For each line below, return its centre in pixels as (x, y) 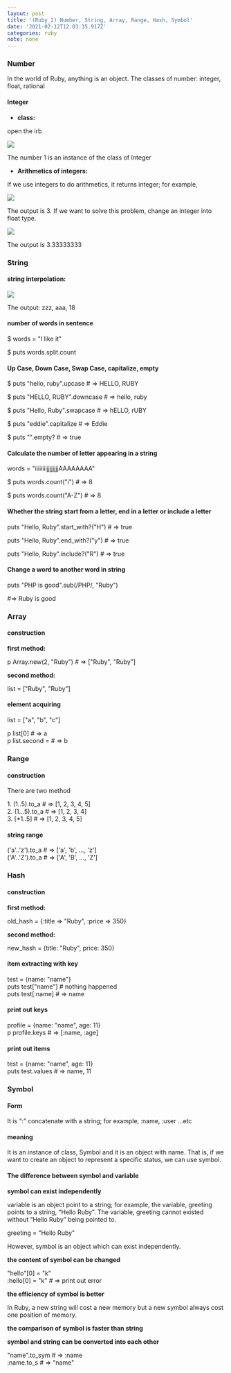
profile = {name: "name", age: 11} (54, 1025)
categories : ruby (32, 33)
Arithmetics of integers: (52, 171)
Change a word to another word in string (66, 570)
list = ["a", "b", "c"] (34, 720)
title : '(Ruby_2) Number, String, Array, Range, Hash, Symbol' (100, 20)
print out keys (28, 1009)
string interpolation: (37, 279)
